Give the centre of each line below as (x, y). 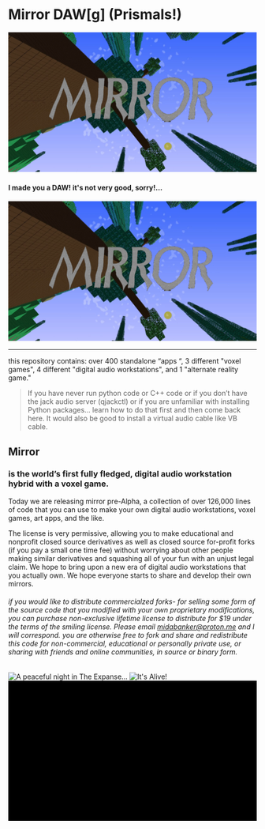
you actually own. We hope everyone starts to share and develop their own (130, 575)
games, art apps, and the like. (56, 518)
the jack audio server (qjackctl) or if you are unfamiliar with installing (138, 401)
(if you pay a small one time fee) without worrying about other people (121, 550)
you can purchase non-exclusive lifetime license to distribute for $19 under (130, 619)
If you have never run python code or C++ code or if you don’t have (137, 394)
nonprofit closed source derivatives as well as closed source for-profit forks (131, 541)
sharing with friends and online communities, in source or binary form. (123, 652)
